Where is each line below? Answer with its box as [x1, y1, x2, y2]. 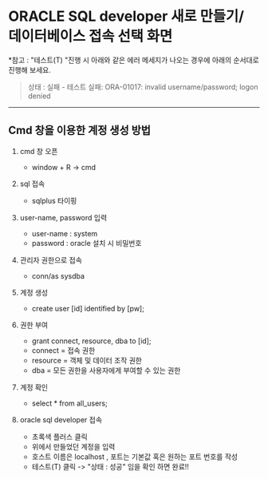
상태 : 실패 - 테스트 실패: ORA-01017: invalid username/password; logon [27, 81, 258, 92]
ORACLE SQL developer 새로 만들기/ [8, 7, 245, 26]
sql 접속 [19, 179, 45, 188]
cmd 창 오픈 [19, 146, 58, 156]
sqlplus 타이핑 [31, 196, 77, 205]
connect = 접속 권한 [31, 345, 96, 355]
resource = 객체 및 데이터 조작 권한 [31, 355, 142, 365]
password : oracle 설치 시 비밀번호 [31, 238, 142, 247]
